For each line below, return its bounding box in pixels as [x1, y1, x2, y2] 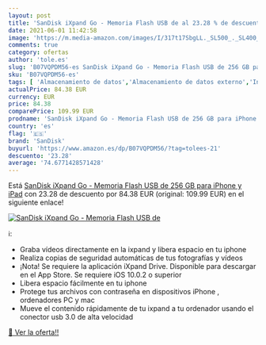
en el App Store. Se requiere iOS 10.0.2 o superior [19, 270, 182, 280]
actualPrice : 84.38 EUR [8, 85, 87, 94]
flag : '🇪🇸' [8, 129, 47, 137]
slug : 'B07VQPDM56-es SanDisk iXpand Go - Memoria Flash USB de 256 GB [8, 63, 249, 71]
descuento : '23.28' [8, 151, 73, 159]
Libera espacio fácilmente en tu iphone [19, 278, 147, 288]
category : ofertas [8, 48, 69, 56]
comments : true [8, 41, 59, 49]
